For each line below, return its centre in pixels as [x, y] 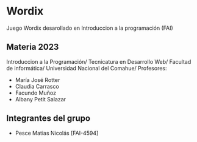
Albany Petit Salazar [40, 99]
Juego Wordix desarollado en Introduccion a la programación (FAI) [90, 28]
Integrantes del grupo [48, 119]
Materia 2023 [33, 47]
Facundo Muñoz [36, 93]
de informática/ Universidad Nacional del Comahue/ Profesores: [87, 68]
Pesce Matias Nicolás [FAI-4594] [57, 133]
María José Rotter [38, 79]
